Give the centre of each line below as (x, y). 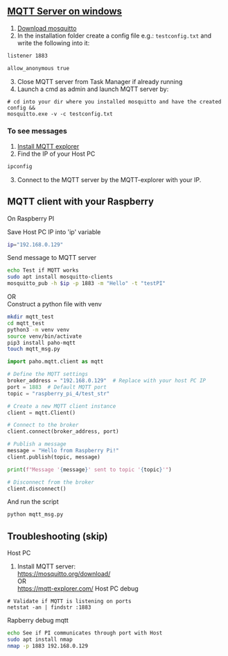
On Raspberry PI (30, 218)
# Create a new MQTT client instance (62, 406)
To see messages (37, 131)
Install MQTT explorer (48, 146)
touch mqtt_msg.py (34, 349)
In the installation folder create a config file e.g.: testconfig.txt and (114, 35)
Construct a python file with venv (54, 304)
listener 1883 (28, 56)
